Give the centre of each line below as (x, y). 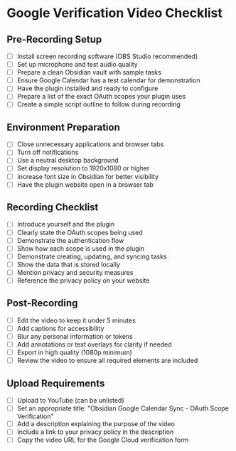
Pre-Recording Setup (54, 39)
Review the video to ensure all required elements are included (107, 361)
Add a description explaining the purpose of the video (96, 424)
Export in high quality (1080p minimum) (74, 352)
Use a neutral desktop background (68, 161)
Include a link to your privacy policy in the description (95, 432)
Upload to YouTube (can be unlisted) (71, 400)
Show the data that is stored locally (68, 264)
